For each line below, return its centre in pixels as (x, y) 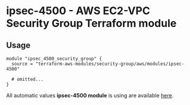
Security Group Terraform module (91, 23)
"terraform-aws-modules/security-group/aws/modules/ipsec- (110, 64)
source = (22, 64)
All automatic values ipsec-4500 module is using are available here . (90, 95)
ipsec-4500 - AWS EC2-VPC (78, 11)
